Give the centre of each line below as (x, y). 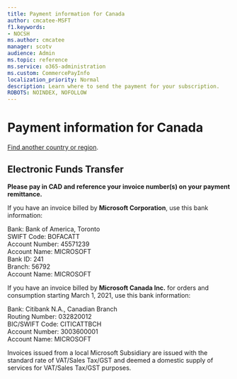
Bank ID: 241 (25, 259)
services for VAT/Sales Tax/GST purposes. (69, 368)
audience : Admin (31, 54)
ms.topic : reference (38, 60)
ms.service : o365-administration (57, 66)
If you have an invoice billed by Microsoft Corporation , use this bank (108, 208)
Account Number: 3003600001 (53, 331)
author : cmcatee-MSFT (39, 21)
